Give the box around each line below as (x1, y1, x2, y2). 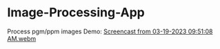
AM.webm (7, 34, 37, 42)
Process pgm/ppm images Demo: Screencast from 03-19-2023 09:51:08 (7, 27, 213, 35)
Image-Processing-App (7, 5, 145, 20)
